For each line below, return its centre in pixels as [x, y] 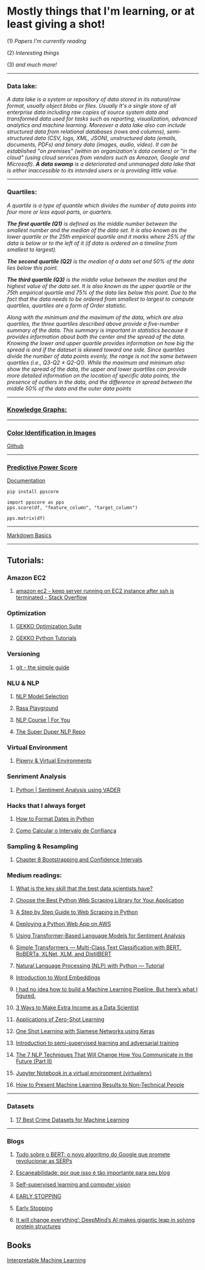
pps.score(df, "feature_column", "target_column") [72, 508]
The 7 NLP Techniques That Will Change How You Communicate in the [104, 1055]
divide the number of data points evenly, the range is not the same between [102, 356]
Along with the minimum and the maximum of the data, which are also [95, 317]
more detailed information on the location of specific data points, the [93, 375]
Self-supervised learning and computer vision [73, 1185]
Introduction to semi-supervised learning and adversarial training [97, 1043]
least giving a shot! [56, 24]
